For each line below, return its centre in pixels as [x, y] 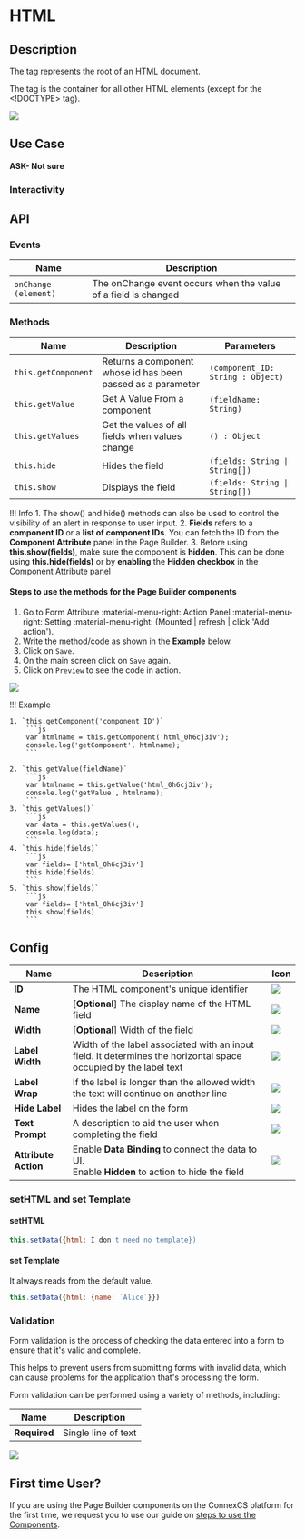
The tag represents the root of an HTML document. [105, 71]
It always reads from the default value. [81, 1280]
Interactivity [37, 189]
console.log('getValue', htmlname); [95, 793]
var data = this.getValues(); [83, 824]
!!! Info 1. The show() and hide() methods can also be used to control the [144, 513]
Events [25, 245]
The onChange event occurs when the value [187, 284]
